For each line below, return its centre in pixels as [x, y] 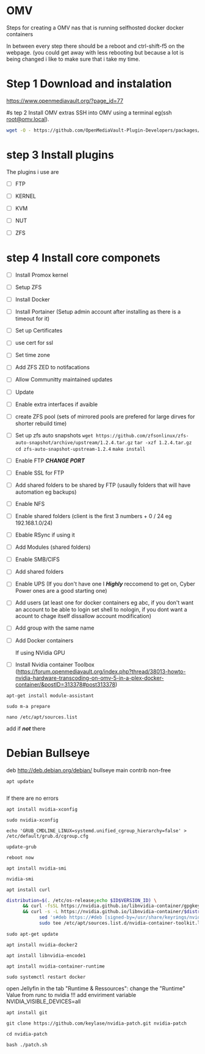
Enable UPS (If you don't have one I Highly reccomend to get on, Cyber [105, 584]
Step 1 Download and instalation [89, 84]
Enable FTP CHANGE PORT [50, 461]
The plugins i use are [33, 171]
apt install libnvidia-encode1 [46, 955]
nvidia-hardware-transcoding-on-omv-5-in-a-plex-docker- [89, 678]
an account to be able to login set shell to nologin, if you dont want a [101, 609]
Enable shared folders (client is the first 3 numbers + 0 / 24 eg [93, 516]
